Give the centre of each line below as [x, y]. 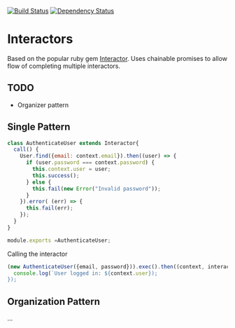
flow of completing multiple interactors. [64, 66]
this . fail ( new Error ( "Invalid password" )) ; [97, 189]
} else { [38, 182]
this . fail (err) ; [49, 208]
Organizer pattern [43, 104]
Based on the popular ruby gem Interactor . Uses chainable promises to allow [117, 58]
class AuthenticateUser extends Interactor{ [73, 143]
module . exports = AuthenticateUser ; [59, 240]
